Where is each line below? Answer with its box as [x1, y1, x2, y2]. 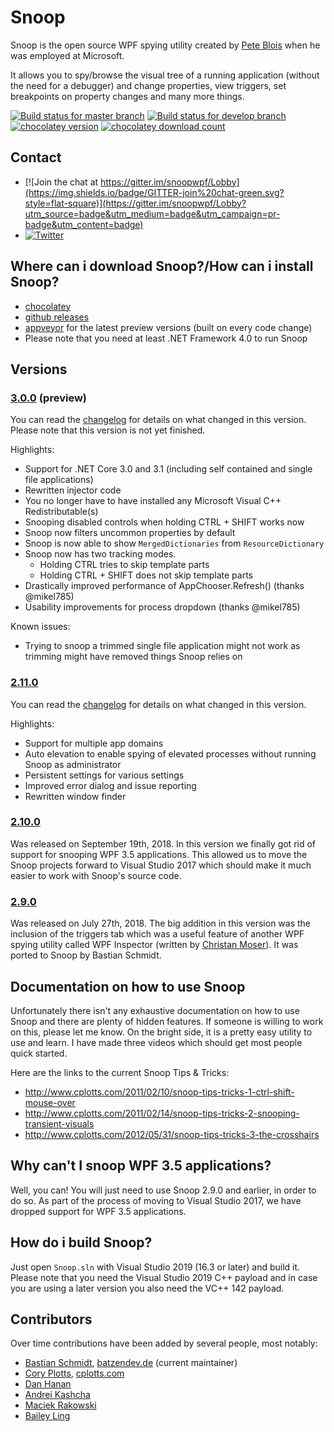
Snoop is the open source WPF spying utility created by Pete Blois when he [10, 39, 321, 51]
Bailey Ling [24, 1410, 71, 1422]
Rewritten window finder [24, 790, 127, 802]
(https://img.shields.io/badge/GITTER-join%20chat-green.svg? [24, 186, 285, 198]
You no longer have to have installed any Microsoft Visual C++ [24, 495, 282, 507]
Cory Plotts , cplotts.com [24, 1367, 125, 1380]
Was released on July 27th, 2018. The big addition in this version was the [10, 917, 312, 930]
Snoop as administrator [24, 758, 122, 770]
